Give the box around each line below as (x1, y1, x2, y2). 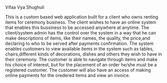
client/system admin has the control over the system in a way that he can (5, 30, 156, 35)
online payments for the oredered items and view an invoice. (5, 72, 130, 78)
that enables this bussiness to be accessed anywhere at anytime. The (5, 24, 149, 30)
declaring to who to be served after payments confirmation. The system (5, 40, 154, 46)
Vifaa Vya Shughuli (5, 4, 45, 10)
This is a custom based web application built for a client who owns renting (5, 14, 158, 19)
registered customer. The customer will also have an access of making (5, 67, 151, 73)
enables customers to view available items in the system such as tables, (5, 46, 154, 51)
